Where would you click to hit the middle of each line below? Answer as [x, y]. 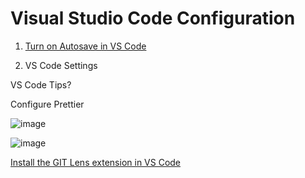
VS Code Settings [61, 65]
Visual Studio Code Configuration [153, 18]
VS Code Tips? [41, 84]
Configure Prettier [47, 104]
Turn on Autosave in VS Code [85, 46]
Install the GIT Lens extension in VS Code [96, 162]
